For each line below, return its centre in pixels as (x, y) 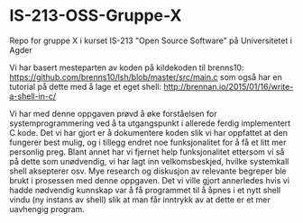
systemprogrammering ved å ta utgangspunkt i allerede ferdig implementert (150, 123)
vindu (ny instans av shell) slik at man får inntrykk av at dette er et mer (140, 200)
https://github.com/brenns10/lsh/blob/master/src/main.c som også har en (146, 76)
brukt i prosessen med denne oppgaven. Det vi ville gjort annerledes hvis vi (150, 180)
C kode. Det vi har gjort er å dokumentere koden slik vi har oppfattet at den (149, 132)
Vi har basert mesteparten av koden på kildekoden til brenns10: (127, 67)
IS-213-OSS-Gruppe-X (96, 16)
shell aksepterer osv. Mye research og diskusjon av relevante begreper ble (148, 171)
